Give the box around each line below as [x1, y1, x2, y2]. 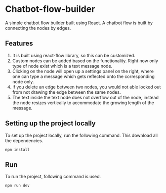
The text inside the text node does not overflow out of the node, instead [12, 94, 159, 100]
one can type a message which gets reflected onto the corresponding [12, 73, 155, 79]
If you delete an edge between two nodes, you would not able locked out [12, 84, 161, 90]
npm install [5, 147, 30, 152]
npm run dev [5, 183, 30, 188]
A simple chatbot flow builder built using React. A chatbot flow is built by [5, 20, 153, 26]
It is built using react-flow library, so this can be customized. [12, 52, 136, 58]
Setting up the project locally [5, 119, 96, 128]
